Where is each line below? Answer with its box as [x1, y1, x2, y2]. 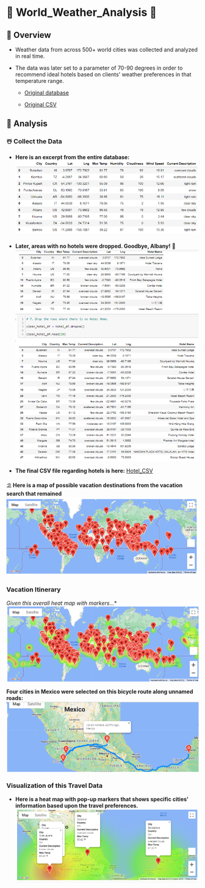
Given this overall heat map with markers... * [6, 599, 117, 607]
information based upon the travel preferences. [15, 802, 138, 809]
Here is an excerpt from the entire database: [15, 153, 130, 161]
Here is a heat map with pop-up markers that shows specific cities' [15, 795, 189, 803]
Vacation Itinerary [6, 585, 61, 594]
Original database [24, 89, 69, 96]
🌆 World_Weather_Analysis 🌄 [6, 5, 157, 20]
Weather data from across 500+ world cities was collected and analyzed [15, 46, 198, 53]
